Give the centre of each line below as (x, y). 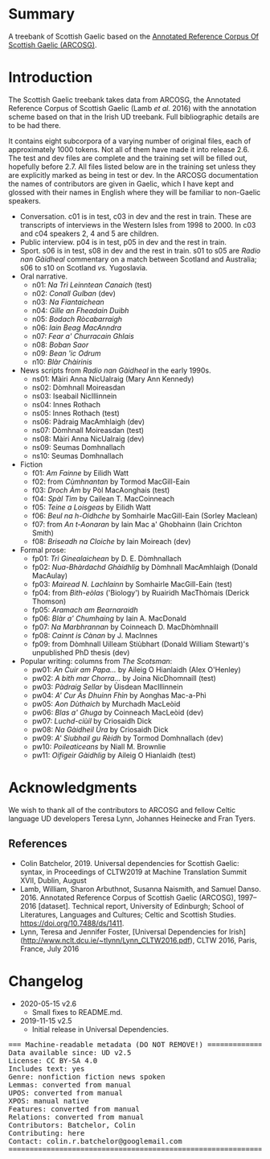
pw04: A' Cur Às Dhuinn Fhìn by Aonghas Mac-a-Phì (119, 695)
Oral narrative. (44, 276)
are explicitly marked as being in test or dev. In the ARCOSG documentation (133, 175)
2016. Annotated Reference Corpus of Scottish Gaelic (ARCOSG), (128, 897)
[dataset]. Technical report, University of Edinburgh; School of (141, 905)
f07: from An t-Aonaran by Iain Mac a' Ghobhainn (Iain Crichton (137, 524)
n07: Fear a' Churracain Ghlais (83, 336)
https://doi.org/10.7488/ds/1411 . (72, 923)
